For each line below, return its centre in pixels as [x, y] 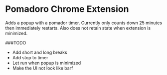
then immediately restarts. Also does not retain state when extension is [78, 28]
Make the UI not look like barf [43, 68]
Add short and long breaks [40, 52]
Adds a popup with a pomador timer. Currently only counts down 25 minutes [84, 23]
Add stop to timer [30, 57]
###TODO [16, 42]
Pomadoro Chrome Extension [67, 9]
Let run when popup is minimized [47, 63]
